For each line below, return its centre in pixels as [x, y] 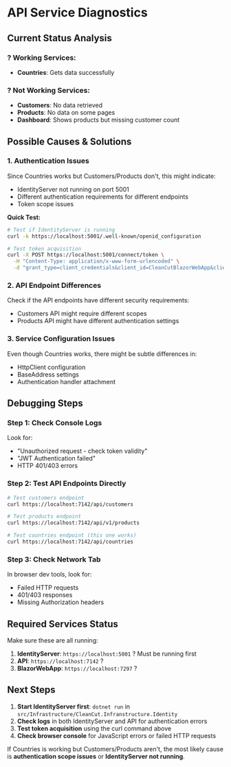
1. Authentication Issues [48, 161]
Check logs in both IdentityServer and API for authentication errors [112, 721]
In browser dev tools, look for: [49, 575]
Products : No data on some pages [66, 113]
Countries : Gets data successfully [66, 72]
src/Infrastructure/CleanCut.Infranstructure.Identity [97, 714]
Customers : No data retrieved [60, 105]
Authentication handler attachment [66, 381]
